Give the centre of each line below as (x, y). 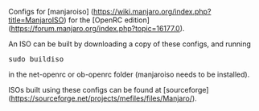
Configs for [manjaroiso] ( (51, 12)
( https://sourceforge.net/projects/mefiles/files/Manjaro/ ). (103, 98)
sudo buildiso (36, 59)
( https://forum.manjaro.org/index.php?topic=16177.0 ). (97, 28)
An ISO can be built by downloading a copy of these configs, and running (130, 44)
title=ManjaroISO (36, 20)
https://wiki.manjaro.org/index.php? (152, 12)
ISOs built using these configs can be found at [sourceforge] (109, 90)
